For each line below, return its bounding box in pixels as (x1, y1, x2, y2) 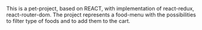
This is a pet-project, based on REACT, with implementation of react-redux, (6, 5, 195, 12)
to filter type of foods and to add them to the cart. (6, 18, 130, 24)
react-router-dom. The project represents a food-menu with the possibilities (6, 11, 196, 18)
